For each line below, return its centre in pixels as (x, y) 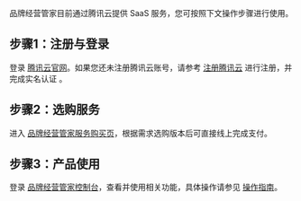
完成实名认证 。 (38, 78)
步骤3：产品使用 (55, 164)
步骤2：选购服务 (55, 110)
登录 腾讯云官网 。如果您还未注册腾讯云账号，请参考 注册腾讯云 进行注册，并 (151, 67)
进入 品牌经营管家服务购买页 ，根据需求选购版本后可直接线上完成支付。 (141, 133)
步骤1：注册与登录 (59, 44)
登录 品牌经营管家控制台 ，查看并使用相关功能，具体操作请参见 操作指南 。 (146, 188)
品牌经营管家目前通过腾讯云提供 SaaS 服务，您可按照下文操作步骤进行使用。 (151, 13)
